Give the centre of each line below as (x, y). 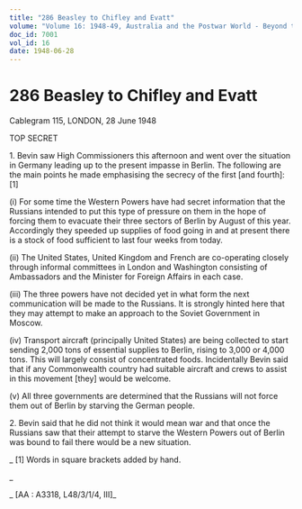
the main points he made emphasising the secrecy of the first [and (133, 175)
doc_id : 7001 (34, 34)
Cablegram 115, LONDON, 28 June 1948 (83, 121)
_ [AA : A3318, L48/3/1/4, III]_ (63, 495)
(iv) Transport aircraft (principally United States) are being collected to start (149, 341)
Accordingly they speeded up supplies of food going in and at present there (150, 231)
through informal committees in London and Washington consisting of (138, 268)
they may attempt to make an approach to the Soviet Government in (135, 314)
